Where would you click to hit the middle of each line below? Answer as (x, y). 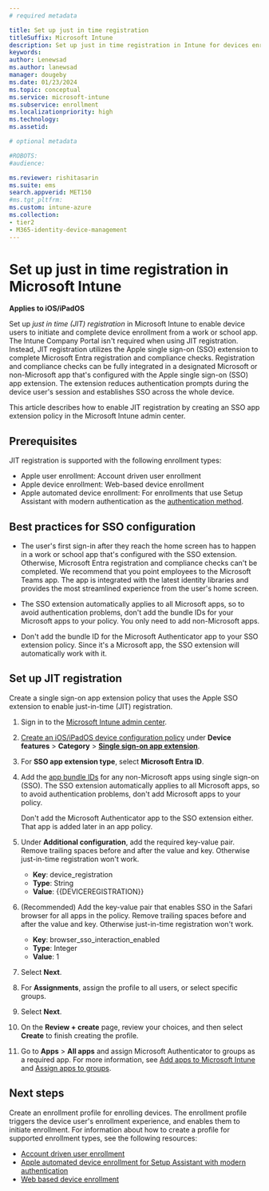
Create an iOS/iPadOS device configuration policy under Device (126, 737)
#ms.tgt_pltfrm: (36, 200)
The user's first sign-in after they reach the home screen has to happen (138, 546)
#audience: (27, 163)
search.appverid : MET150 (50, 193)
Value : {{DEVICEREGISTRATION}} (88, 891)
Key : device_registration (73, 874)
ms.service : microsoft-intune (59, 97)
